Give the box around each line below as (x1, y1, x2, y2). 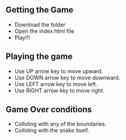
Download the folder (14, 21, 66, 28)
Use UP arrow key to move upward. (14, 67, 104, 75)
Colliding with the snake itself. (14, 127, 90, 134)
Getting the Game (5, 5, 74, 15)
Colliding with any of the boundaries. (14, 121, 107, 128)
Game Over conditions (5, 104, 92, 115)
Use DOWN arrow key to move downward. (14, 74, 121, 81)
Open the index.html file (14, 27, 75, 35)
